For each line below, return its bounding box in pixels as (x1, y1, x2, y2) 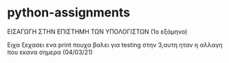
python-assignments (7, 5, 131, 21)
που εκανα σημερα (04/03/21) (7, 48, 93, 56)
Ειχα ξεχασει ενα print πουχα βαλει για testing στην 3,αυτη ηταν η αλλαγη (7, 40, 223, 49)
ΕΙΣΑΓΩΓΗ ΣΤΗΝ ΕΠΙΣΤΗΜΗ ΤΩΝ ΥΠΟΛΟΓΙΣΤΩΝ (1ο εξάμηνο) (7, 27, 188, 36)
